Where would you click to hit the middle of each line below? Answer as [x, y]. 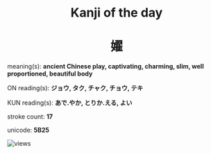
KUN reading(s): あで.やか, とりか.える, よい [70, 103]
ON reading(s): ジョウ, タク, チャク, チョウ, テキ [75, 88]
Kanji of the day [117, 13]
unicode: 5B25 [28, 130]
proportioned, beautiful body [50, 74]
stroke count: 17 [30, 117]
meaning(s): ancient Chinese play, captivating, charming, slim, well [105, 67]
